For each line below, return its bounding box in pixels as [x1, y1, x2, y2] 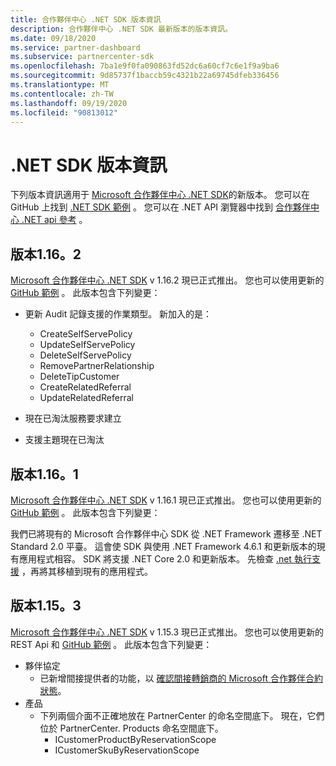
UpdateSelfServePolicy [39, 339, 136, 351]
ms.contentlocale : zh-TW [10, 89, 114, 99]
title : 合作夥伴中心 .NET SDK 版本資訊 [10, 14, 162, 25]
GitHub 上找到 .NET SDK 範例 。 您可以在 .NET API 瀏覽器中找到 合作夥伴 [10, 201, 311, 213]
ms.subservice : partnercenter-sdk [10, 52, 155, 62]
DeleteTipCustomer [39, 371, 120, 383]
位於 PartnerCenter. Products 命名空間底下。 [39, 722, 224, 734]
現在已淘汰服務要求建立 [24, 412, 122, 425]
